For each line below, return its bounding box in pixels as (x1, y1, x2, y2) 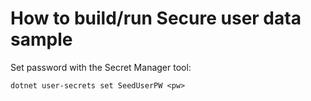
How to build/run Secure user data (10, 7, 302, 30)
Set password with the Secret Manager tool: (10, 61, 192, 73)
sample (10, 28, 73, 51)
